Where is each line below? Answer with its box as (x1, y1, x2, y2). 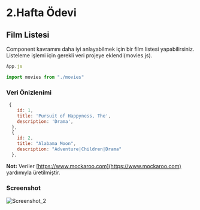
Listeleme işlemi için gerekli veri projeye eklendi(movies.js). (6, 52, 153, 59)
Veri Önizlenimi (6, 88, 52, 97)
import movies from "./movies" (6, 74, 84, 80)
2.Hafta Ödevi (6, 6, 77, 20)
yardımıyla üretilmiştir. (6, 169, 60, 176)
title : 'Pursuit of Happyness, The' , (17, 113, 111, 119)
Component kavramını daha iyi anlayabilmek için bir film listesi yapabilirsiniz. (6, 45, 195, 52)
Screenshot (6, 184, 41, 192)
